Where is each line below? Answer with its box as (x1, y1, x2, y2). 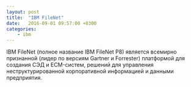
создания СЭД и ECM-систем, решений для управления (6, 61, 154, 69)
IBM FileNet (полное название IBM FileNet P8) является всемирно (6, 48, 177, 55)
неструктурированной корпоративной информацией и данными (6, 68, 174, 75)
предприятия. (6, 74, 43, 82)
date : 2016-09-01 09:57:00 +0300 (6, 20, 97, 26)
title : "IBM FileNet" (6, 15, 64, 21)
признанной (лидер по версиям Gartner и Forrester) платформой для (6, 55, 185, 62)
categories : (6, 26, 37, 32)
